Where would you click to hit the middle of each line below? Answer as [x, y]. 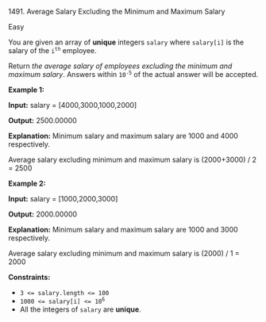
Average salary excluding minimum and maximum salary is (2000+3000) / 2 [132, 159]
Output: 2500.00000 [42, 121]
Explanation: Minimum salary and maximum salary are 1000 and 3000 [123, 230]
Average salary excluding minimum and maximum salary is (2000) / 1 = [124, 253]
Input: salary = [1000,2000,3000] [63, 199]
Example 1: [27, 90]
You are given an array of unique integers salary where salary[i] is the [126, 42]
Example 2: [27, 183]
